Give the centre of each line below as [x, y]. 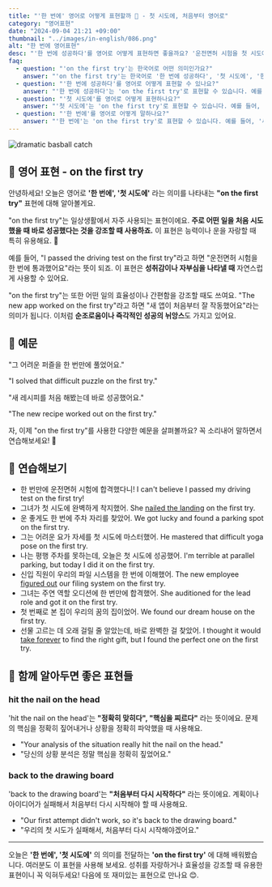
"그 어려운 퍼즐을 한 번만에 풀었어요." [66, 365]
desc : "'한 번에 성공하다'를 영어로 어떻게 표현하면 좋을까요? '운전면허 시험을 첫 [128, 53]
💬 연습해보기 [38, 468]
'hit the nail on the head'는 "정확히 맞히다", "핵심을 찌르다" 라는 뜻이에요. [126, 718]
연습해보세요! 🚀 [32, 440]
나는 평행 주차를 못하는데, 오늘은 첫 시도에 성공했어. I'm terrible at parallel [137, 556]
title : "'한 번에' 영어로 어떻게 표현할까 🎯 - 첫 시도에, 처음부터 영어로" [119, 16]
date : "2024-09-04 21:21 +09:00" [65, 31]
